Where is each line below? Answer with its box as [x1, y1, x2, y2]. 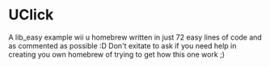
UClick [8, 6, 54, 24]
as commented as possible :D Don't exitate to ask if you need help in [8, 40, 237, 50]
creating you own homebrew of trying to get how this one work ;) [8, 49, 225, 59]
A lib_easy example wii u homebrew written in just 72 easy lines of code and [8, 32, 263, 42]
